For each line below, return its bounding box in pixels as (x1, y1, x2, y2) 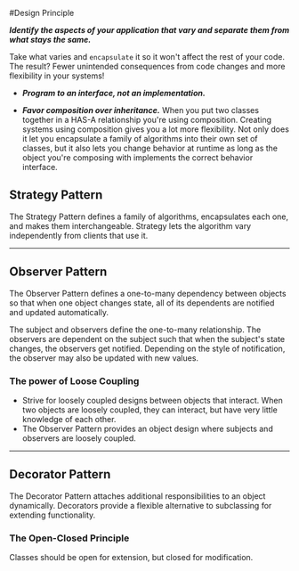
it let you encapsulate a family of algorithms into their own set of (21, 134, 258, 143)
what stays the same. (9, 35, 92, 45)
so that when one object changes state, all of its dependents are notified (9, 298, 275, 308)
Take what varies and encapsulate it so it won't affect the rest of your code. (9, 52, 286, 61)
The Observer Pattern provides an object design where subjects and (21, 423, 273, 434)
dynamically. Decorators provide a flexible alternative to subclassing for (9, 500, 272, 510)
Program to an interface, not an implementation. (21, 88, 206, 98)
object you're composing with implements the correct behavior (21, 152, 254, 163)
